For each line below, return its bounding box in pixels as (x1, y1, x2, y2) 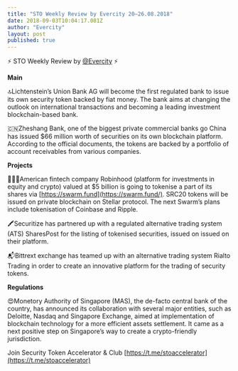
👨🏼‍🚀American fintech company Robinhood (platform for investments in (7, 175, 215, 184)
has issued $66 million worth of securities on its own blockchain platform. (7, 132, 223, 141)
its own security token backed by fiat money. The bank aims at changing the (7, 95, 231, 104)
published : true (7, 37, 55, 44)
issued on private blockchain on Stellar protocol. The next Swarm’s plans (7, 197, 220, 207)
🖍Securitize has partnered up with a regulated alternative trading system (7, 219, 222, 228)
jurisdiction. (7, 335, 42, 343)
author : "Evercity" (7, 23, 65, 31)
